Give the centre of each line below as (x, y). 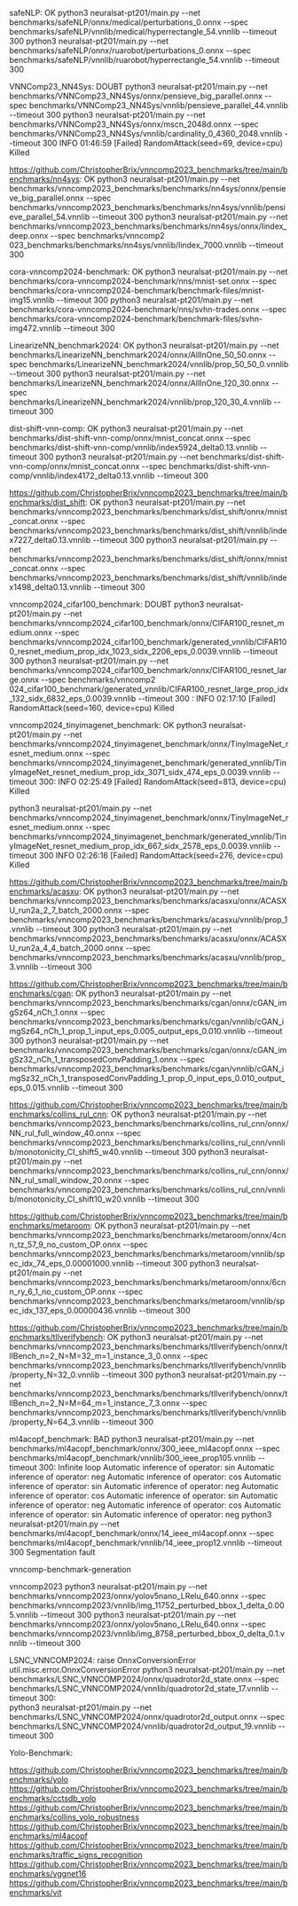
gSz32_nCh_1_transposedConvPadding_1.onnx (94, 1059)
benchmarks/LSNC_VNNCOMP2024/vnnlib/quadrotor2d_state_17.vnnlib (139, 1688)
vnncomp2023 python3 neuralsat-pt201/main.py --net (108, 1586)
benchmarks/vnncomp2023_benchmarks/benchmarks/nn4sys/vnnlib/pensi (147, 207)
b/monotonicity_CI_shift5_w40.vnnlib (76, 1152)
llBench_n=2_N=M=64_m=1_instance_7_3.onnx (94, 1403)
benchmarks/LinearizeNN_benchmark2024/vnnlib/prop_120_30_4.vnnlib (141, 402)
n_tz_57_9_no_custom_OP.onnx (65, 1244)
